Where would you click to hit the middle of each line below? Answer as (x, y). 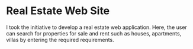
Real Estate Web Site (58, 11)
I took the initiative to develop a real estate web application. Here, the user (97, 27)
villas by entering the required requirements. (60, 40)
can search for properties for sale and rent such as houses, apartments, (94, 33)
